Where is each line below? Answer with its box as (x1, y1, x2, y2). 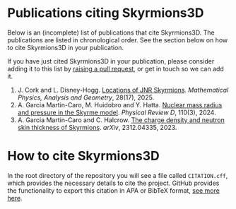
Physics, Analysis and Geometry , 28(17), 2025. (17, 93, 155, 102)
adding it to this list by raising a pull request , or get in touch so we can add (7, 64, 224, 73)
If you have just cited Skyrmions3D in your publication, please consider (7, 56, 215, 65)
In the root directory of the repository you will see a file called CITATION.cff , (7, 171, 228, 179)
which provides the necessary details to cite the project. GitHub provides (7, 179, 220, 187)
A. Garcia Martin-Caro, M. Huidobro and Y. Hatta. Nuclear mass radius (17, 100, 223, 109)
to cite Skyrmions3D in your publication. (7, 43, 124, 52)
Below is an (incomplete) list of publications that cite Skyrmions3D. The (7, 28, 215, 37)
